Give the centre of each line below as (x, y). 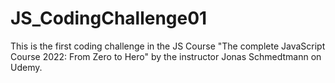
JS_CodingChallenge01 (109, 18)
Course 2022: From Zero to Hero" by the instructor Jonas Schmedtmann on (166, 56)
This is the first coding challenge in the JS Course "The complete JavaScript (168, 46)
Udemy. (26, 67)
